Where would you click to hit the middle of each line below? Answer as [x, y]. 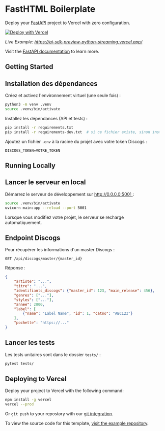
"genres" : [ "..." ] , [34, 295]
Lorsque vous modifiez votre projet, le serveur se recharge [65, 217]
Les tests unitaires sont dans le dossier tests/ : [53, 354]
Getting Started [29, 67]
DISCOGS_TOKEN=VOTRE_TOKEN [33, 150]
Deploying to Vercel [36, 379]
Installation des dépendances [51, 83]
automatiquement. [24, 222]
